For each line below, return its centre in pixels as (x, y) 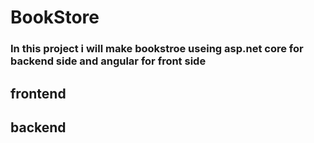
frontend (38, 93)
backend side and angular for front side (108, 61)
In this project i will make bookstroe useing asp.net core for (157, 49)
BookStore (55, 17)
